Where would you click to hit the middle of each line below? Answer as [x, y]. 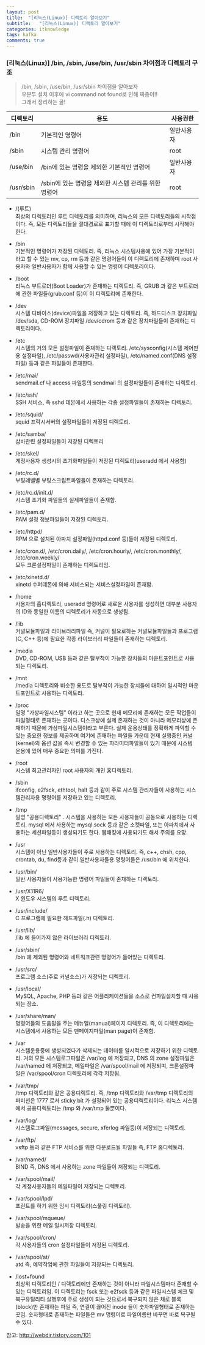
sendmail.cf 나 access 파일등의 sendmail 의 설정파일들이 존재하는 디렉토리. [106, 383]
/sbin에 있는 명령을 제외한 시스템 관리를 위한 [100, 183]
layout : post [23, 12]
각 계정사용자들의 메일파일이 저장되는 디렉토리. [71, 1186]
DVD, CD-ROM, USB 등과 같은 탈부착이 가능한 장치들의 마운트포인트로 [99, 658]
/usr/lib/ [25, 931]
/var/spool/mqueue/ [40, 1218]
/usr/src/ [26, 969]
